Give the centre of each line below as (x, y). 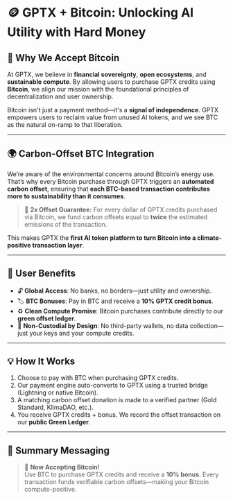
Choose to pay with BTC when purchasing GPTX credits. (98, 378)
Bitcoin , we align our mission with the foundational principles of (98, 89)
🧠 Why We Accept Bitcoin (63, 58)
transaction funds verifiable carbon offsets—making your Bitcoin (116, 482)
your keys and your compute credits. (82, 333)
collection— (207, 325)
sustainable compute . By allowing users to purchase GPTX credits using (111, 82)
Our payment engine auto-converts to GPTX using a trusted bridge (112, 386)
